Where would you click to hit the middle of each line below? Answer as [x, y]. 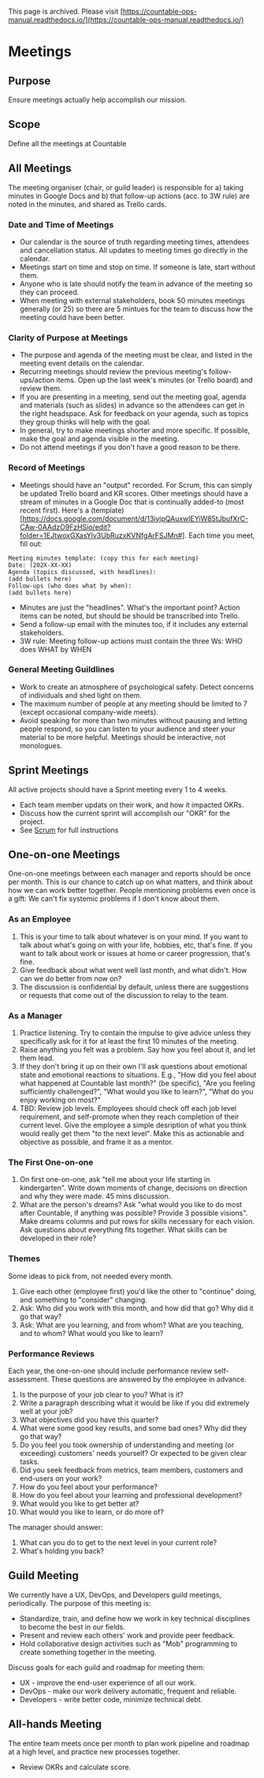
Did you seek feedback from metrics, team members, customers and [131, 1470]
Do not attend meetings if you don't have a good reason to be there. [130, 447]
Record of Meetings [46, 467]
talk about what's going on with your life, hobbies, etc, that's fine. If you [136, 945]
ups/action [37, 380]
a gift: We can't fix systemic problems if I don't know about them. [114, 898]
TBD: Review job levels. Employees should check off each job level [128, 1108]
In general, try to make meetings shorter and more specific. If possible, [135, 430]
